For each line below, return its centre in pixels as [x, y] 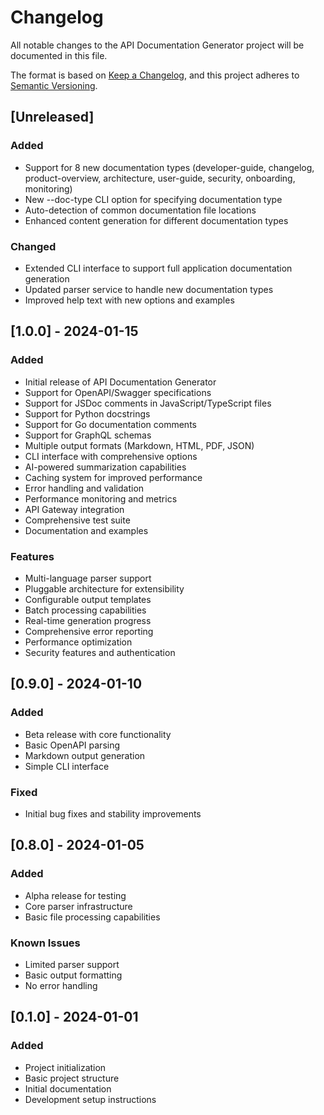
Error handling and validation [84, 488]
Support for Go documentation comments [110, 424]
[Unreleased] [52, 117]
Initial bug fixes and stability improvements [113, 813]
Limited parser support [72, 964]
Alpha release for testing [75, 895]
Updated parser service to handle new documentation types [149, 289]
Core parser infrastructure [78, 906]
